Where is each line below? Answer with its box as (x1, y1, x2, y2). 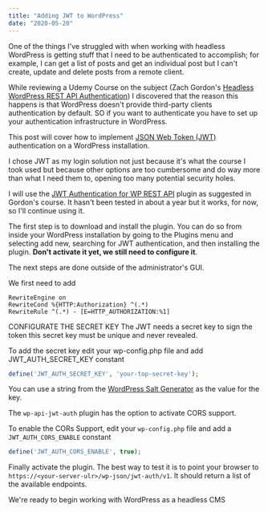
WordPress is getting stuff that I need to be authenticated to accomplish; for (8, 50, 259, 59)
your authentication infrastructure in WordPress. (8, 116, 168, 126)
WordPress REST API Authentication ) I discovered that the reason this (8, 91, 239, 100)
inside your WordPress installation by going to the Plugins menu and (8, 230, 234, 239)
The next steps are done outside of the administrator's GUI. (8, 262, 205, 272)
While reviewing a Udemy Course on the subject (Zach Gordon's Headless (8, 82, 254, 92)
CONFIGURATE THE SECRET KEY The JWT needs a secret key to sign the (8, 322, 253, 331)
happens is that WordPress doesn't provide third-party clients (8, 100, 213, 109)
